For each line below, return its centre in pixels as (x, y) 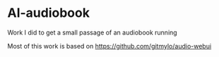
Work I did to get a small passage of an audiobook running (93, 32)
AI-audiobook (49, 13)
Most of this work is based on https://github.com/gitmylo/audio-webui (109, 46)
